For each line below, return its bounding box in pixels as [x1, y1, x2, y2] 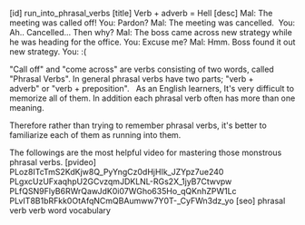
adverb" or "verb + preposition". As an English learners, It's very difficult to [9, 83, 295, 93]
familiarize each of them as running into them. [9, 130, 182, 140]
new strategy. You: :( [9, 46, 87, 57]
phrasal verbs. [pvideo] [9, 157, 97, 167]
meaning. [9, 103, 44, 112]
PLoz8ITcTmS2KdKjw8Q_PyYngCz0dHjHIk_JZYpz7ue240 [9, 167, 224, 177]
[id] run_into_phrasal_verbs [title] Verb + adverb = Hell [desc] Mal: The [9, 8, 273, 18]
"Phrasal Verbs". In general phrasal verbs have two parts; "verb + [9, 73, 254, 84]
